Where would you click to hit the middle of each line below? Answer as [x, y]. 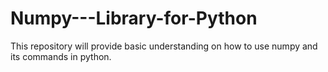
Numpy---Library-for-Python [134, 18]
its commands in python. [61, 56]
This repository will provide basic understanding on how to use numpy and [164, 46]
